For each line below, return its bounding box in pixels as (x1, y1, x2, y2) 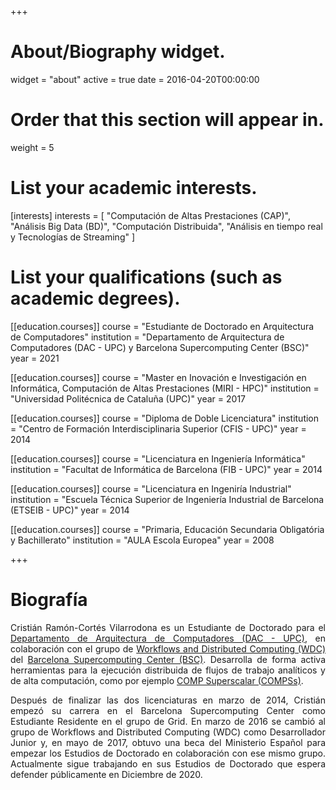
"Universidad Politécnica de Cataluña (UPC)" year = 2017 (10, 392, 247, 405)
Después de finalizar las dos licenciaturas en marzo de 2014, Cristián (10, 694, 326, 706)
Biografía (10, 588, 88, 611)
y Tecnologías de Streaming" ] (10, 231, 136, 243)
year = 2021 (10, 352, 60, 364)
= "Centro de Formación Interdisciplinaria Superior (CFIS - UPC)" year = (10, 422, 307, 435)
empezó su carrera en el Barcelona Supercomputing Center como (10, 704, 326, 716)
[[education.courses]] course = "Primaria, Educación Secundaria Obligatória (10, 523, 325, 535)
